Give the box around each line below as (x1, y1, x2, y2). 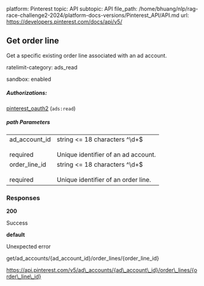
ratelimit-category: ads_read (6, 63, 78, 71)
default (6, 231, 26, 239)
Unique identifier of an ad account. (57, 150, 157, 159)
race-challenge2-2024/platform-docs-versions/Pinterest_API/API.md (6, 12, 180, 19)
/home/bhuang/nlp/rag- (139, 5, 199, 12)
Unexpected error (6, 243, 51, 250)
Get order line (6, 36, 60, 46)
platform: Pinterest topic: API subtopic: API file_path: (6, 5, 138, 12)
